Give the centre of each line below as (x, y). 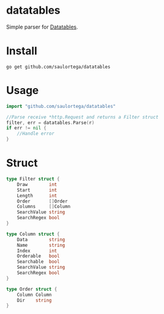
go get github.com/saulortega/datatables (58, 67)
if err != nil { (26, 128)
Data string (41, 240)
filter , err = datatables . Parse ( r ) (50, 123)
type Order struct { (32, 289)
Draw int (37, 184)
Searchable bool (38, 262)
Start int (37, 190)
